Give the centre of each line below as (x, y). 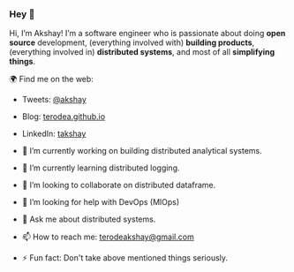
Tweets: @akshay (54, 100)
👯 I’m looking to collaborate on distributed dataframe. (119, 185)
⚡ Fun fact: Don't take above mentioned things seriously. (124, 258)
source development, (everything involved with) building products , (132, 42)
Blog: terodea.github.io (64, 117)
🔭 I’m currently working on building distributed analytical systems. (142, 151)
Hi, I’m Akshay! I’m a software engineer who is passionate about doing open (147, 34)
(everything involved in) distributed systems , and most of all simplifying (142, 52)
